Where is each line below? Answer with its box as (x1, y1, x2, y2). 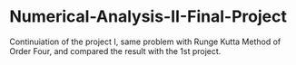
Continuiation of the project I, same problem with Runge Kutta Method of (9, 36, 281, 47)
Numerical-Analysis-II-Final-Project (9, 6, 288, 27)
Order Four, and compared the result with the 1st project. (9, 45, 222, 56)
